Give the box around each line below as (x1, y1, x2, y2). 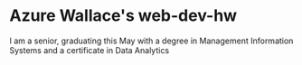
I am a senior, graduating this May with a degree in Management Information (9, 35, 294, 46)
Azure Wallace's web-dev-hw (9, 5, 238, 26)
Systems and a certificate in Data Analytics (9, 44, 170, 55)
